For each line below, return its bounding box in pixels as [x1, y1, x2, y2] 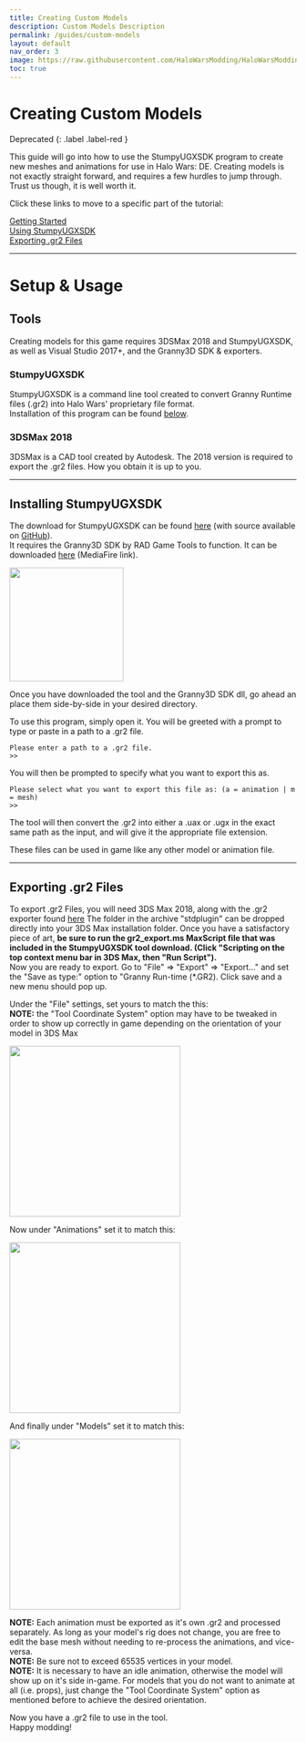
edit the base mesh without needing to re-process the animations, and [9, 1636, 273, 1647]
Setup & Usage [9, 275, 124, 296]
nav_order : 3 [9, 47, 59, 56]
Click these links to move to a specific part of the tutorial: [9, 198, 224, 209]
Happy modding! [9, 1722, 73, 1733]
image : [9, 56, 35, 65]
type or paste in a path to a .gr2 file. [9, 726, 144, 737]
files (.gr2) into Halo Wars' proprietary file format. [9, 398, 195, 410]
